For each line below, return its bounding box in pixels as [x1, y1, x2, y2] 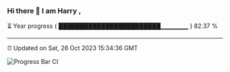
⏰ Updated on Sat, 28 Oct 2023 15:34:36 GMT [7, 44, 138, 52]
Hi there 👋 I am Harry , [7, 6, 81, 16]
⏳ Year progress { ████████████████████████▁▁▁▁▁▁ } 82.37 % [7, 22, 218, 30]
